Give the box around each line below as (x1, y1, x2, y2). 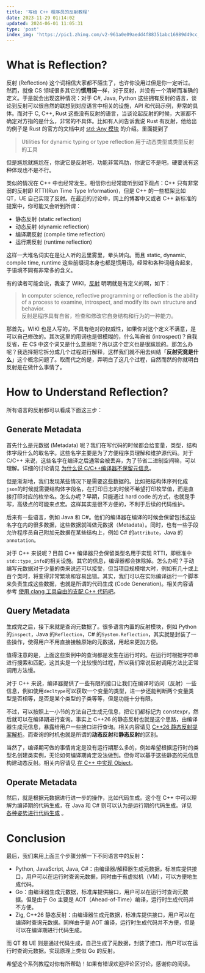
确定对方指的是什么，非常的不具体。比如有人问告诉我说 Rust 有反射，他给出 (6, 118, 197, 125)
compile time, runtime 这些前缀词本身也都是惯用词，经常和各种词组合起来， (6, 259, 196, 266)
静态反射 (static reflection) (15, 216, 82, 223)
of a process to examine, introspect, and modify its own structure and (21, 298, 196, 306)
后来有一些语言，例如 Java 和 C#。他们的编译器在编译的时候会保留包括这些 (6, 513, 196, 520)
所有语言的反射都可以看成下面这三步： (6, 407, 103, 413)
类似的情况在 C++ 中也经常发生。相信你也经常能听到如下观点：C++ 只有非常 (6, 179, 199, 187)
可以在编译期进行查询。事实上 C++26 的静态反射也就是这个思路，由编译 (16, 715, 198, 723)
